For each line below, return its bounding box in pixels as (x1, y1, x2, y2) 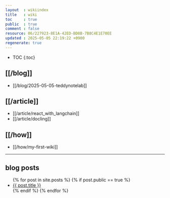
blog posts (5, 163, 39, 172)
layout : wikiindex (5, 7, 49, 13)
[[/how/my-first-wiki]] (12, 144, 58, 150)
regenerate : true (5, 41, 42, 46)
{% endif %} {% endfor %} (12, 188, 69, 193)
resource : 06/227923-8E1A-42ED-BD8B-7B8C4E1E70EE (5, 31, 112, 36)
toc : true (5, 17, 37, 22)
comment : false (5, 26, 39, 31)
